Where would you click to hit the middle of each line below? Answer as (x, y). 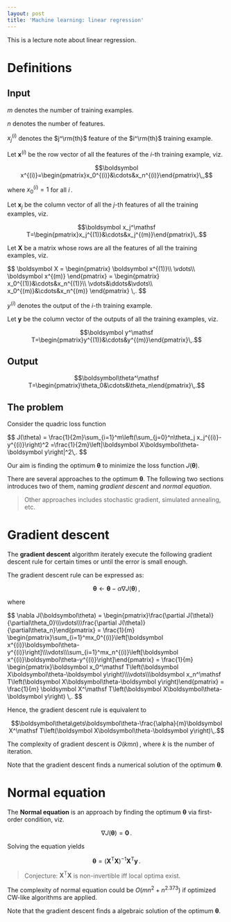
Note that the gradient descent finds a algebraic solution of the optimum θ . (114, 911)
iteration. (20, 751)
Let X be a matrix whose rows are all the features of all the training (102, 247)
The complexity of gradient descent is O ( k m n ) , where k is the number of (111, 744)
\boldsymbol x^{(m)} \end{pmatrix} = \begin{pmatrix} (83, 276)
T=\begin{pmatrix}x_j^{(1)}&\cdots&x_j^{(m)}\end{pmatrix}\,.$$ (117, 234)
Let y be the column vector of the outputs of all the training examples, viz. (113, 319)
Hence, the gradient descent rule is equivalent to (77, 710)
